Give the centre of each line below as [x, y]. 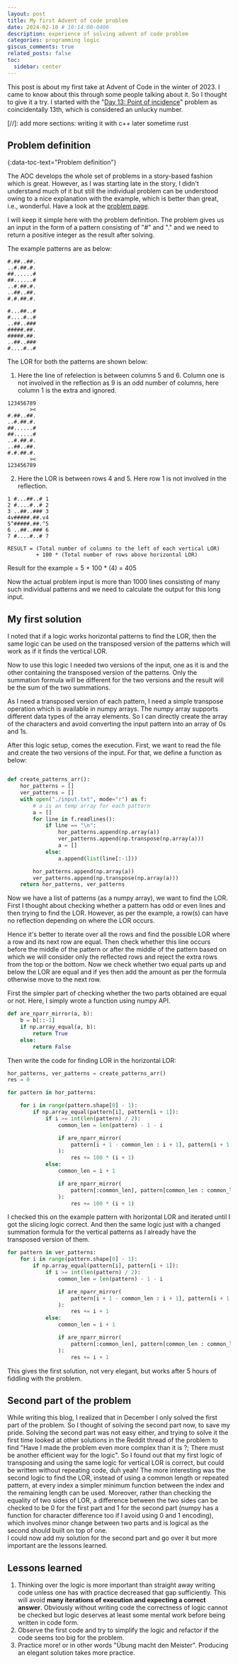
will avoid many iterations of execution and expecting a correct [112, 1600]
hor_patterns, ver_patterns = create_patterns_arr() [87, 1073]
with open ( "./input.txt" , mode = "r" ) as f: [84, 799]
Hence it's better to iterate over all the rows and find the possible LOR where [119, 934]
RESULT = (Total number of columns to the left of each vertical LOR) [114, 549]
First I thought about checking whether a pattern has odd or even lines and [117, 906]
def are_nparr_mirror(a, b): [50, 1014]
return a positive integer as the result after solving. [81, 235]
